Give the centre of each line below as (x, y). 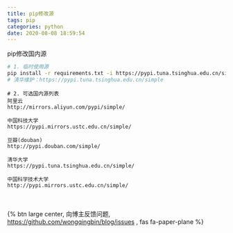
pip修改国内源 (27, 54)
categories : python (35, 26)
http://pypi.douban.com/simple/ (54, 146)
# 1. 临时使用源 (28, 67)
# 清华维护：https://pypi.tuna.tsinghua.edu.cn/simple (86, 80)
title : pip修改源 (31, 14)
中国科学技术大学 (28, 179)
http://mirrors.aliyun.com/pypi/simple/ (67, 107)
